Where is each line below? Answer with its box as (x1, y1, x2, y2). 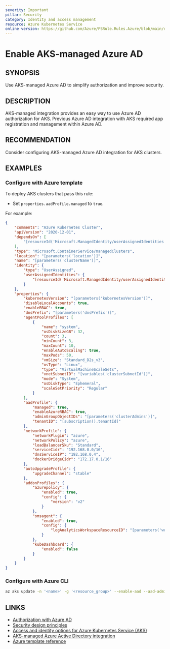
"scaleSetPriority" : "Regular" (41, 386, 108, 391)
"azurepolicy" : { (32, 485, 69, 490)
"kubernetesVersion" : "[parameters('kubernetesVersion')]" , (23, 296, 153, 301)
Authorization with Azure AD (12, 616, 72, 623)
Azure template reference (12, 638, 66, 644)
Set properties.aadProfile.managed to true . (12, 200, 104, 206)
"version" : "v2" (50, 499, 85, 505)
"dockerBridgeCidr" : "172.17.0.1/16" (32, 457, 112, 462)
